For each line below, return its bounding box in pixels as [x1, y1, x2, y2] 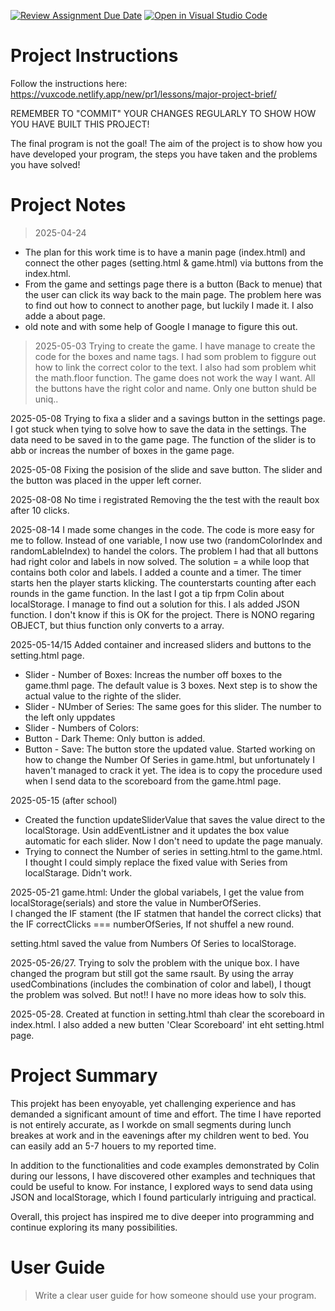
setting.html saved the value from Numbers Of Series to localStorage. [10, 937, 297, 949]
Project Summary [10, 1065, 158, 1087]
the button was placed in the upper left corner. [10, 474, 202, 486]
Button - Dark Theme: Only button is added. [24, 732, 206, 744]
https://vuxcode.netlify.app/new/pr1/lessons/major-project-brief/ [10, 88, 277, 100]
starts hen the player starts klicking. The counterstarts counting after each [10, 576, 317, 589]
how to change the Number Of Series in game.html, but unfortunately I [24, 753, 315, 765]
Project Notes [10, 194, 127, 217]
